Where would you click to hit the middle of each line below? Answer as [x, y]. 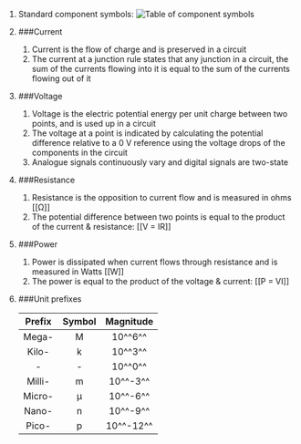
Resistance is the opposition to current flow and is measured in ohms [161, 197]
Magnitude [129, 321]
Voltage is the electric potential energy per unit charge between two [160, 114]
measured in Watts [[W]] [78, 272]
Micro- [38, 396]
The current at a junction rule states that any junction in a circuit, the [160, 59]
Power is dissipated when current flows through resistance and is [155, 262]
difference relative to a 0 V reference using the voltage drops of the [158, 143]
